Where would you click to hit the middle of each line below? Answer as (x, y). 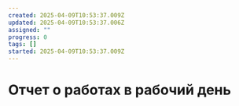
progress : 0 (28, 37)
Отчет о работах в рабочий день (120, 90)
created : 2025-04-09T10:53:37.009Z (66, 15)
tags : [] (22, 44)
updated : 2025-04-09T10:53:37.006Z (66, 23)
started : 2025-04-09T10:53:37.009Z (66, 51)
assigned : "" (29, 30)
